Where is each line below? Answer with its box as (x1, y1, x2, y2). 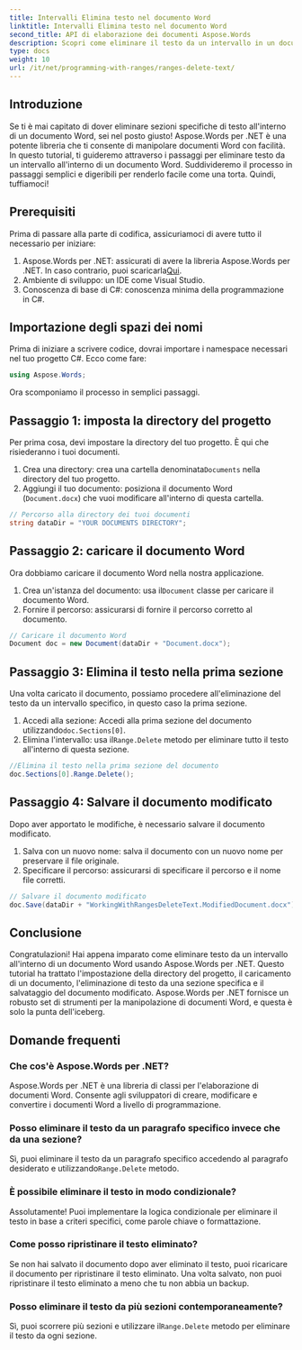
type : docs (9, 47, 50, 56)
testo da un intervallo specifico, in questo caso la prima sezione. (9, 698, 248, 708)
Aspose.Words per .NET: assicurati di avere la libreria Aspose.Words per (22, 255, 290, 266)
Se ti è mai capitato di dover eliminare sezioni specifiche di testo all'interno (9, 121, 287, 132)
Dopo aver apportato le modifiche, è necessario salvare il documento (9, 818, 265, 829)
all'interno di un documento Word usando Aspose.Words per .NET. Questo (9, 959, 285, 970)
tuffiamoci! (9, 178, 49, 189)
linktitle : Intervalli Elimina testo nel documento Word (9, 22, 227, 31)
